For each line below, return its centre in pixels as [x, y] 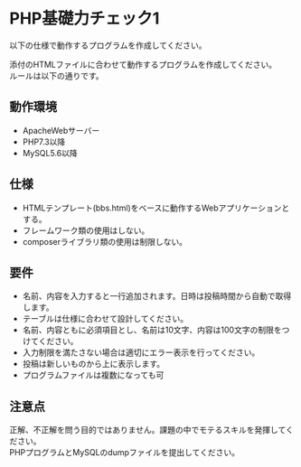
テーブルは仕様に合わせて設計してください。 [105, 319]
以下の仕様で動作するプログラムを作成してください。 [108, 45]
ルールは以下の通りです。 [56, 75]
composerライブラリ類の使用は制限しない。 [105, 241]
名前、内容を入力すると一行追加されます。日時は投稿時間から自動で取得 [157, 296]
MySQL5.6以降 [50, 153]
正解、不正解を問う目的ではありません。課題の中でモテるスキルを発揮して [148, 430]
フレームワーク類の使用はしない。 [86, 230]
